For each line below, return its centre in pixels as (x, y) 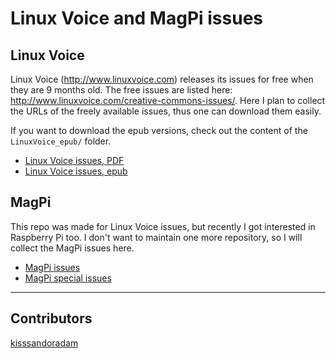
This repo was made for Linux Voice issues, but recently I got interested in (163, 226)
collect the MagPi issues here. (72, 248)
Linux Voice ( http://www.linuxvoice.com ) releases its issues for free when (162, 79)
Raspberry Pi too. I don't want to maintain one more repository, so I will (156, 237)
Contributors (51, 318)
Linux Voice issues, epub (76, 171)
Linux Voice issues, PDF (74, 160)
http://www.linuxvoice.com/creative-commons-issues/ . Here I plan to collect (168, 100)
